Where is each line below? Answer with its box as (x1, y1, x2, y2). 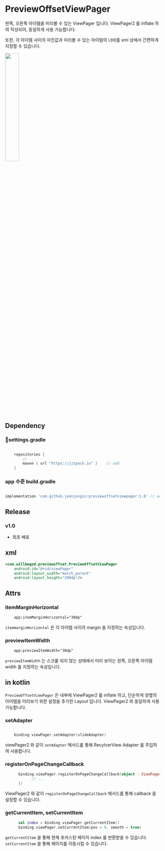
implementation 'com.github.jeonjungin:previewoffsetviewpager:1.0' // (5, 494, 155, 499)
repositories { (14, 452, 45, 457)
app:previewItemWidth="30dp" (14, 648, 74, 653)
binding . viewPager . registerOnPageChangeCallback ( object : (18, 772, 139, 777)
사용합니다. (10, 748, 32, 754)
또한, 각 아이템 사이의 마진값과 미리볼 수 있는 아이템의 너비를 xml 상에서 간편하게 (5, 37, 159, 43)
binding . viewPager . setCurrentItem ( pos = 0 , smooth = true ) (18, 825, 142, 830)
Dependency (5, 422, 45, 430)
